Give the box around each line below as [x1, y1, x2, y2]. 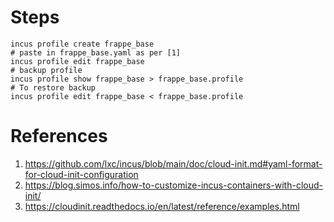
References [10, 125, 108, 148]
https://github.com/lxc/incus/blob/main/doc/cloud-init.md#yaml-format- [24, 157, 323, 170]
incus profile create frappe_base [10, 39, 155, 49]
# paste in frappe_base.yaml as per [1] [10, 47, 182, 58]
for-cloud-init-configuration [24, 168, 139, 180]
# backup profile [10, 65, 83, 75]
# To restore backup [10, 82, 97, 93]
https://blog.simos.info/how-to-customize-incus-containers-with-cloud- [24, 179, 323, 191]
